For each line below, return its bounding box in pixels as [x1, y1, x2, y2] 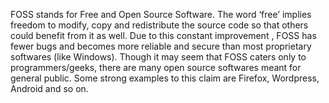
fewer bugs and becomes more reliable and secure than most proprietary [10, 40, 312, 52]
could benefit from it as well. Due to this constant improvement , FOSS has [10, 30, 317, 41]
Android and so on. [10, 83, 89, 94]
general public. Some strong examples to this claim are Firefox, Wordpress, [10, 72, 320, 84]
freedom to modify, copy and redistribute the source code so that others [10, 19, 309, 31]
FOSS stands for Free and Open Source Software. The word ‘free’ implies [10, 9, 312, 20]
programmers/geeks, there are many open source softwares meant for [10, 62, 302, 73]
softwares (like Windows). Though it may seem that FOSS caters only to [10, 51, 307, 63]
